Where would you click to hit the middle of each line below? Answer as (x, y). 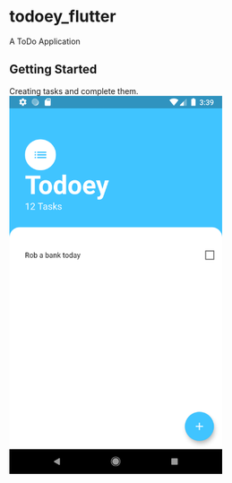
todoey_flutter (63, 17)
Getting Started (53, 69)
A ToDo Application (45, 41)
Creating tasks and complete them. (74, 91)
